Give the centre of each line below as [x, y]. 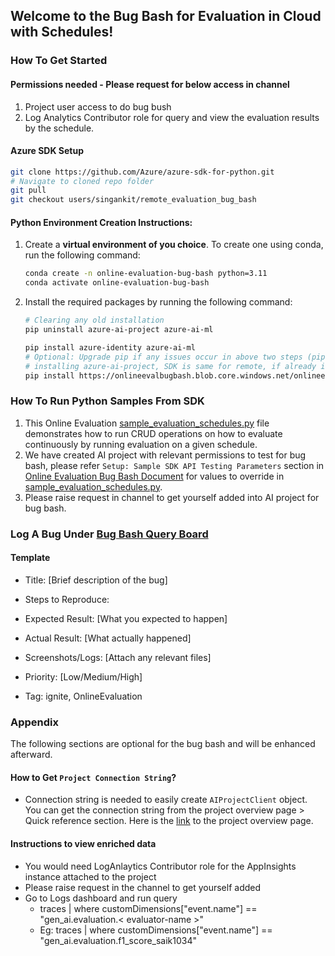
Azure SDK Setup [47, 151]
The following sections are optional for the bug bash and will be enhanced [163, 744]
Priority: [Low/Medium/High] [83, 676]
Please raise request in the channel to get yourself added [143, 887]
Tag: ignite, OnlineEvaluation [83, 696]
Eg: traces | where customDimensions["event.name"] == [156, 930]
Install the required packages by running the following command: [158, 302]
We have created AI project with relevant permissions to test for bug [165, 455]
